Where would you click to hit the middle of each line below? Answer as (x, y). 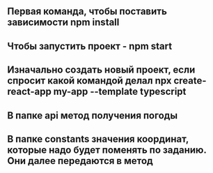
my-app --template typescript (120, 92)
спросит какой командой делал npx (89, 81)
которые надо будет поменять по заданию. (107, 150)
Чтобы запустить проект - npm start (90, 46)
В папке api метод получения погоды (93, 115)
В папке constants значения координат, (98, 139)
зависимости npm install (63, 23)
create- (190, 81)
